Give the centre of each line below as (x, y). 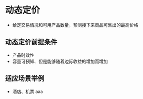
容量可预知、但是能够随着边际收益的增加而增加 (60, 61)
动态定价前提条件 (31, 42)
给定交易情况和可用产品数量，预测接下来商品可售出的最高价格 (75, 25)
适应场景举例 (25, 78)
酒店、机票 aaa (27, 91)
